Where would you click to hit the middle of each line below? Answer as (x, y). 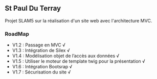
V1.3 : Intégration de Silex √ (41, 50)
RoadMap (17, 34)
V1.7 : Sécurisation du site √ (41, 72)
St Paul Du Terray (33, 8)
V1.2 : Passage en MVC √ (39, 45)
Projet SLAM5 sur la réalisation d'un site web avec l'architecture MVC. (78, 20)
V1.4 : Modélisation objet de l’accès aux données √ (66, 56)
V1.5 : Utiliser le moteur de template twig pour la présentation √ (78, 61)
